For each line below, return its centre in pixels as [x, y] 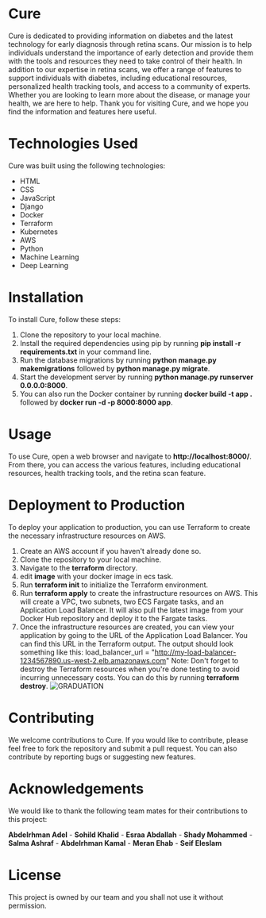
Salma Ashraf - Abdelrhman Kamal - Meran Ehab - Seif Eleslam [115, 843]
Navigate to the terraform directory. [78, 567]
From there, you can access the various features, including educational [124, 464]
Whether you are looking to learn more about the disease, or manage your [129, 94]
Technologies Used [73, 144]
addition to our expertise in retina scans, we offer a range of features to [125, 69]
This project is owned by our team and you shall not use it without [116, 897]
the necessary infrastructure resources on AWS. [87, 536]
